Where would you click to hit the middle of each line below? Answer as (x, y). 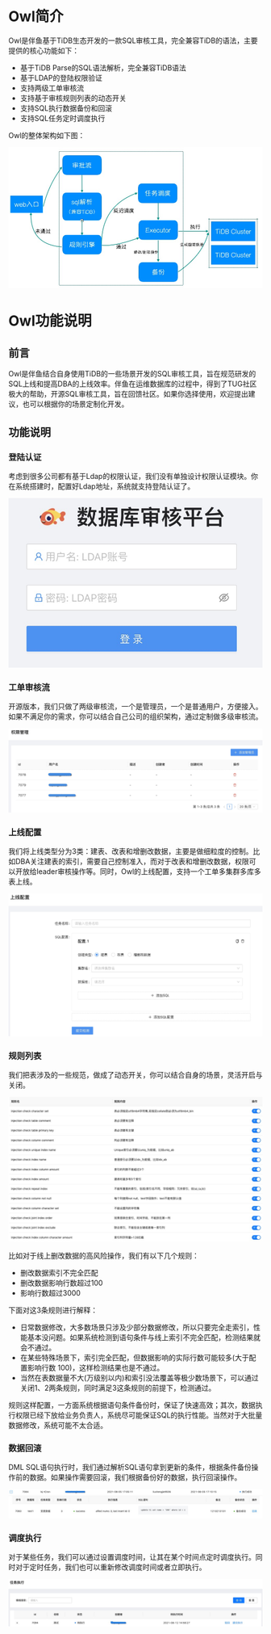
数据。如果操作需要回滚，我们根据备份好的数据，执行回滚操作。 (135, 1477)
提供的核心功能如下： (44, 50)
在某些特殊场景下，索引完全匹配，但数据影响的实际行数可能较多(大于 (134, 1357)
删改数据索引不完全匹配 (59, 1272)
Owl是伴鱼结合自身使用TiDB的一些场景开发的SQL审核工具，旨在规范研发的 (132, 374)
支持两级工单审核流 (52, 88)
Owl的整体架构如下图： (47, 135)
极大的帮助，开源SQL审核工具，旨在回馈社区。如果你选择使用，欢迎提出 (128, 394)
